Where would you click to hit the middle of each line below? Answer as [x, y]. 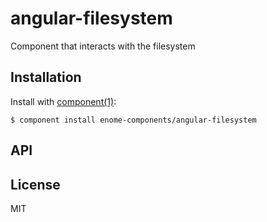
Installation [46, 77]
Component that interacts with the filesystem [103, 46]
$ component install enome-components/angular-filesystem [133, 120]
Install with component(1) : [63, 101]
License [35, 184]
